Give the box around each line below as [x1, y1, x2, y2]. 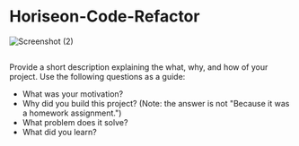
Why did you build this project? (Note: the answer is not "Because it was [22, 99, 290, 109]
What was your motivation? [22, 89, 124, 99]
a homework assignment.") [22, 107, 122, 118]
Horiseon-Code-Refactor [9, 6, 200, 27]
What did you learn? [22, 127, 97, 138]
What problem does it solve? [22, 117, 128, 128]
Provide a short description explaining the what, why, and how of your [9, 62, 268, 73]
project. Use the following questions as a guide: [9, 72, 186, 82]
